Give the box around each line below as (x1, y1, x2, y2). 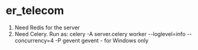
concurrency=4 (14, 37, 55, 44)
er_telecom (6, 4, 64, 18)
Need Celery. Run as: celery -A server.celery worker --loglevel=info (14, 30, 186, 37)
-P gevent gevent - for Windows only (55, 37, 149, 44)
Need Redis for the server (14, 24, 80, 31)
